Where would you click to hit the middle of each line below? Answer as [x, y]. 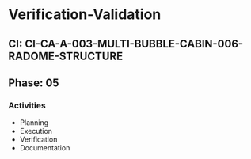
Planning [34, 123]
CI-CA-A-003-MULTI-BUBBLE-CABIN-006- [134, 44]
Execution [36, 131]
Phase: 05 [34, 83]
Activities [27, 105]
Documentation [45, 148]
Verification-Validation [85, 15]
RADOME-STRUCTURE [66, 56]
